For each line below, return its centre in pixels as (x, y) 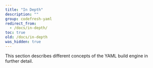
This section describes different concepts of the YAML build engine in (76, 56)
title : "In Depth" (24, 10)
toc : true (15, 33)
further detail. (19, 61)
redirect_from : (21, 23)
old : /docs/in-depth (27, 37)
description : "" (22, 14)
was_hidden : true (23, 42)
